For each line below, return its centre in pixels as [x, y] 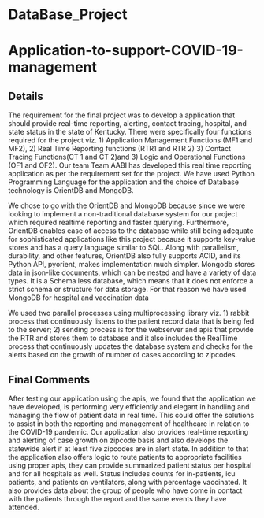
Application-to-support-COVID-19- [126, 51]
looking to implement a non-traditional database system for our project [123, 214]
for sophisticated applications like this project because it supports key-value [132, 239]
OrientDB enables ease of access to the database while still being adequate [131, 231]
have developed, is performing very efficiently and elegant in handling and [129, 407]
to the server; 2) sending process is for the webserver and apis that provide [131, 330]
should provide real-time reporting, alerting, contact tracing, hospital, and [127, 124]
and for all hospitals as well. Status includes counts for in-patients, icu [122, 474]
